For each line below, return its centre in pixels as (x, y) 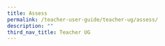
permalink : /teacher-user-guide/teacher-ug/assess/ (82, 20)
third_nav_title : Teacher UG (49, 32)
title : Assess (27, 13)
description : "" (30, 26)
